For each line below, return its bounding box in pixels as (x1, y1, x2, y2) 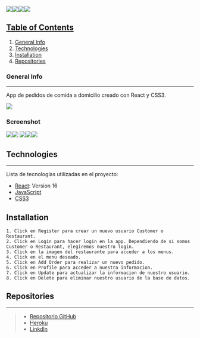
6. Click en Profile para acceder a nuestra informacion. (6, 265, 153, 271)
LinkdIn (29, 325, 48, 333)
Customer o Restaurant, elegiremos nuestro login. (6, 244, 135, 250)
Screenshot (6, 118, 40, 126)
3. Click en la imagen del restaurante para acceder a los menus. (6, 249, 174, 255)
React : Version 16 (14, 182, 58, 189)
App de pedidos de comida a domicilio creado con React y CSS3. (6, 91, 166, 99)
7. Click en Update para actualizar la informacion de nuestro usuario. (6, 270, 190, 276)
